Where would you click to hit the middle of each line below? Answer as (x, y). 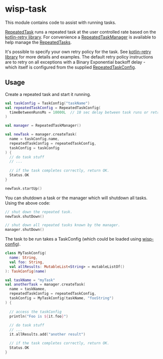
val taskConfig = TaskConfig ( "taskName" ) (48, 103)
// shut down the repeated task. (39, 212)
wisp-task (26, 9)
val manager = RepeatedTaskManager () (43, 126)
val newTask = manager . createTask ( (41, 134)
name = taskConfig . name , (34, 139)
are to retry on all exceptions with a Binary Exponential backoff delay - (75, 62)
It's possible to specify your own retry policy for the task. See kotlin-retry (78, 52)
